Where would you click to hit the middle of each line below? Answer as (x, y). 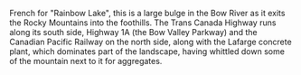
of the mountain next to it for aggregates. (86, 61)
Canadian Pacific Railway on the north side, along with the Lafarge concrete (150, 42)
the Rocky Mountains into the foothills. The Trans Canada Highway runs (143, 23)
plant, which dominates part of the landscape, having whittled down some (147, 52)
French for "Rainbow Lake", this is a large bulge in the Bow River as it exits (147, 13)
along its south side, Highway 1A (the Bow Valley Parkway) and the (133, 32)
